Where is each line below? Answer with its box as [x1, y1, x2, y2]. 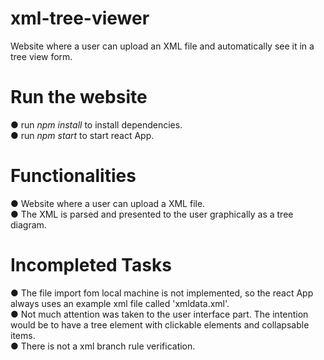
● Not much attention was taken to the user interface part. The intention [10, 308, 309, 320]
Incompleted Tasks [10, 254, 172, 276]
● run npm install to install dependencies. [10, 118, 183, 131]
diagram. [10, 218, 47, 231]
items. [10, 329, 36, 341]
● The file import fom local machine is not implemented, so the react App [10, 287, 314, 299]
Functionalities [10, 165, 137, 187]
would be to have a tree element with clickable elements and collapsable [10, 318, 310, 331]
